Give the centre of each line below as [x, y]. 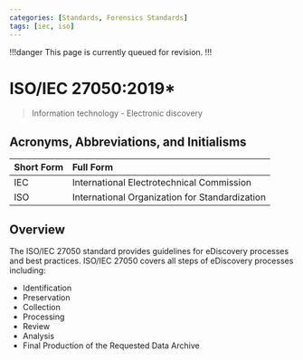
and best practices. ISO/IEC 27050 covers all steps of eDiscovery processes [151, 261]
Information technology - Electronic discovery [117, 113]
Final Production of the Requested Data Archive [111, 346]
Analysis [38, 336]
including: [28, 270]
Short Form [39, 167]
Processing [43, 317]
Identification [47, 288]
